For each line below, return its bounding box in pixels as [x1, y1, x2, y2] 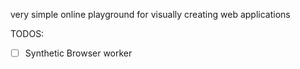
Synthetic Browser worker [24, 47, 133, 59]
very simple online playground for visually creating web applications [10, 9, 291, 20]
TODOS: [10, 28, 45, 39]
